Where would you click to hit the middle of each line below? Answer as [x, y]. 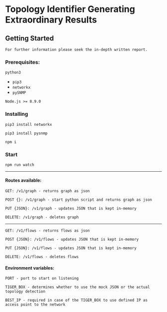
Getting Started [30, 38]
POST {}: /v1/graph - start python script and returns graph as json [79, 200]
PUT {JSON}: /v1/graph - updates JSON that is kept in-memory [71, 209]
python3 [13, 73]
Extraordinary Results [51, 20]
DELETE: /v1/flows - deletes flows [42, 257]
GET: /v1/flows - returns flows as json [48, 231]
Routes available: [23, 180]
